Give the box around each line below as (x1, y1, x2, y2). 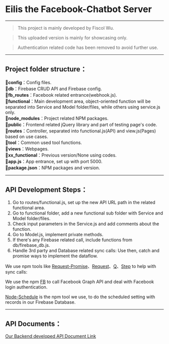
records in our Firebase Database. (5, 299, 76, 305)
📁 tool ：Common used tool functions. (5, 140, 82, 146)
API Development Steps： (5, 185, 88, 194)
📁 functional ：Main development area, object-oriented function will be (5, 98, 151, 104)
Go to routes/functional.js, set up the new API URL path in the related (12, 199, 156, 205)
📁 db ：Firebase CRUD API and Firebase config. (5, 86, 102, 92)
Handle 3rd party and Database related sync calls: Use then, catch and (12, 247, 160, 253)
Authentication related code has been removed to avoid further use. (17, 44, 158, 50)
